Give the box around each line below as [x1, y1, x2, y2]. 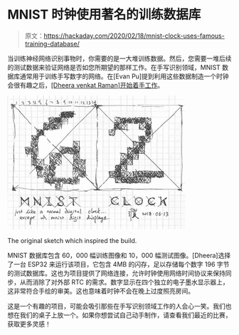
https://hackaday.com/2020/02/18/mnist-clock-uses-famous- [43, 31, 225, 40]
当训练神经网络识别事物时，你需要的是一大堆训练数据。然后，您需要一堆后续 [7, 54, 232, 63]
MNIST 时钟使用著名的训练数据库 [7, 6, 201, 23]
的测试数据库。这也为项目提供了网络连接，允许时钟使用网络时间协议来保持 [7, 269, 225, 277]
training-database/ [24, 39, 80, 48]
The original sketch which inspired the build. [7, 236, 137, 244]
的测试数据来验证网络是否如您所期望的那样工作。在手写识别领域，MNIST [7, 63, 221, 71]
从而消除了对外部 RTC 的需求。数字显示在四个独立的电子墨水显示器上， [19, 277, 229, 286]
